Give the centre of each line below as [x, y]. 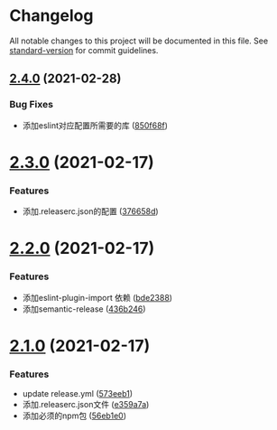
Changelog [51, 16]
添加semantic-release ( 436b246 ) [84, 309]
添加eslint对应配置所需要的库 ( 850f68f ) [95, 125]
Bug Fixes [32, 105]
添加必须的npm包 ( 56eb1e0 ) [74, 416]
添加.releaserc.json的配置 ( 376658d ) [91, 211]
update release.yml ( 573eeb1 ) [78, 394]
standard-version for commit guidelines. [84, 50]
